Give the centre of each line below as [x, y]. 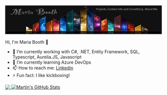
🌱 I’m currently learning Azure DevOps [52, 62]
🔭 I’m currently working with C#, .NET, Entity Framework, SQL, [76, 51]
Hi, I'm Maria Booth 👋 [27, 42]
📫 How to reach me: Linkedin [43, 68]
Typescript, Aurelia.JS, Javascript [47, 57]
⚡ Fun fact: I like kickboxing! [41, 75]
